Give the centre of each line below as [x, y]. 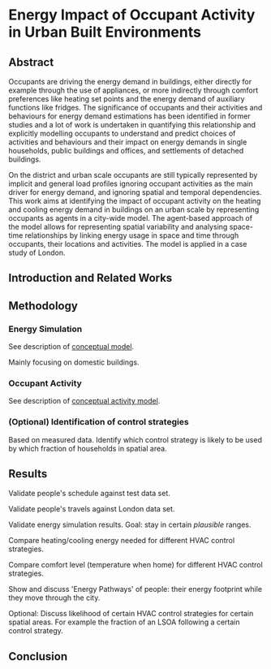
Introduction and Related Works [90, 278]
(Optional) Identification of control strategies [99, 422]
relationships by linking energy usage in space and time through [132, 235]
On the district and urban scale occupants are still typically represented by [133, 175]
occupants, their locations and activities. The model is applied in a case [128, 244]
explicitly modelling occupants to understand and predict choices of [122, 133]
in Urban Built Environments [105, 32]
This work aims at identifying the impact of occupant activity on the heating [135, 201]
